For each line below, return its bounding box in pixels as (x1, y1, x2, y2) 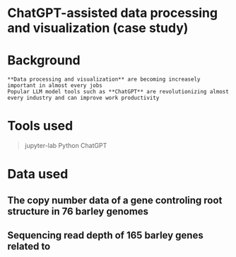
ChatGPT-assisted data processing (7, 5, 218, 21)
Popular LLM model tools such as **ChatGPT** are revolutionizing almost (7, 88, 230, 96)
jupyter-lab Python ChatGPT (24, 142, 107, 150)
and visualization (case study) (7, 20, 189, 36)
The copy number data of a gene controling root (7, 194, 223, 206)
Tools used (7, 118, 73, 134)
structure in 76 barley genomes (7, 205, 149, 217)
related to (7, 241, 51, 253)
